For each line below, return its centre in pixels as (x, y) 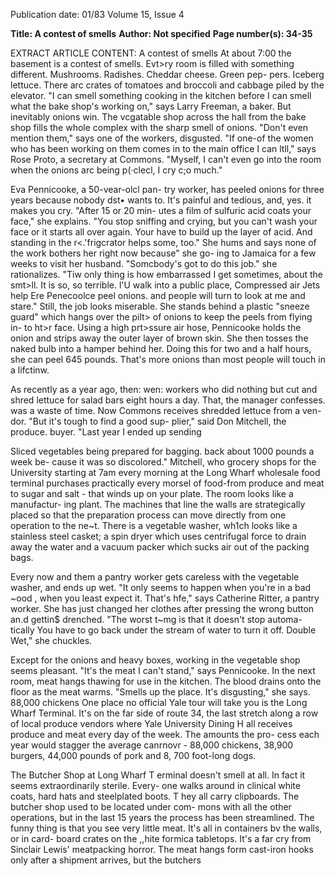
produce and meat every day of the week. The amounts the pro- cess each (165, 734)
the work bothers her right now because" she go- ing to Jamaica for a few (163, 253)
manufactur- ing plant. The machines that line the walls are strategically (158, 504)
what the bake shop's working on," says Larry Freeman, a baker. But (151, 106)
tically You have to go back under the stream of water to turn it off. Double (163, 630)
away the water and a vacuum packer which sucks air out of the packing (160, 547)
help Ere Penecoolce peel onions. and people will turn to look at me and (158, 295)
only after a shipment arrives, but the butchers (106, 860)
